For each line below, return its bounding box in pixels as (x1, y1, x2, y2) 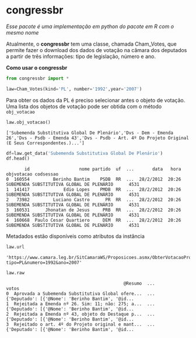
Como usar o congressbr (6, 64, 68, 71)
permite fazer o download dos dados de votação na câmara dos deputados (6, 46, 187, 53)
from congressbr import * (6, 75, 69, 81)
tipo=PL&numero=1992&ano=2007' (6, 260, 82, 266)
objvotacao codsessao (6, 171, 59, 177)
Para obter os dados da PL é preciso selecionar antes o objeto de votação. (6, 96, 185, 104)
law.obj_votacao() (6, 119, 51, 125)
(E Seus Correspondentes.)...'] (6, 140, 85, 146)
